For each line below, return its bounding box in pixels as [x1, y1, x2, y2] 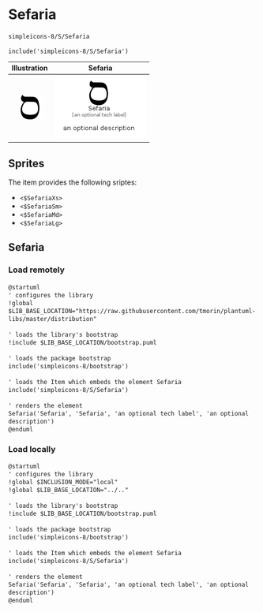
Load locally [8, 443, 56, 454]
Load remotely [8, 264, 66, 275]
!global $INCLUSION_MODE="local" [8, 478, 118, 486]
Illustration [11, 63, 49, 73]
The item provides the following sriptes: [8, 177, 137, 187]
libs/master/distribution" [8, 315, 97, 323]
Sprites [8, 156, 45, 170]
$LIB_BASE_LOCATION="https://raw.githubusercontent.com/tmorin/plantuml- [8, 307, 257, 315]
